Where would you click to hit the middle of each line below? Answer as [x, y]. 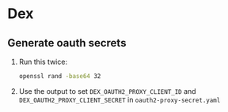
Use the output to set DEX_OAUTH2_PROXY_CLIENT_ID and [107, 91]
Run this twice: [43, 62]
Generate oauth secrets [67, 43]
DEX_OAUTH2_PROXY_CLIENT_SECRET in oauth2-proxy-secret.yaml [120, 99]
